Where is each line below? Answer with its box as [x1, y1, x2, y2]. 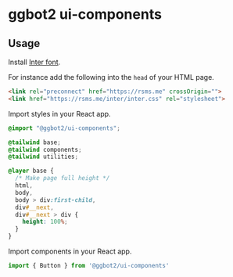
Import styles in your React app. [8, 109, 111, 118]
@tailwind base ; [8, 138, 61, 146]
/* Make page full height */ [15, 174, 110, 182]
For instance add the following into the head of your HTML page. [8, 73, 215, 81]
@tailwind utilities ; [8, 153, 79, 161]
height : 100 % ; [22, 218, 68, 226]
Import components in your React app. [8, 246, 132, 256]
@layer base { [8, 167, 55, 175]
